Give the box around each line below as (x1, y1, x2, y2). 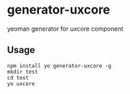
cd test (7, 74, 29, 81)
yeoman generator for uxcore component (7, 25, 124, 33)
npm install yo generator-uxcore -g (7, 62, 112, 69)
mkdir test (7, 68, 38, 75)
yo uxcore (7, 80, 36, 87)
